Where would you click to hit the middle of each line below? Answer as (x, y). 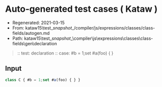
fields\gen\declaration (35, 43)
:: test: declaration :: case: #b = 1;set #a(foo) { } (65, 53)
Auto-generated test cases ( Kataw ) (81, 9)
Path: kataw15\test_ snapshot (41, 38)
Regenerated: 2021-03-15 (39, 23)
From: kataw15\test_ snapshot (42, 28)
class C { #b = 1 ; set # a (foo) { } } (43, 80)
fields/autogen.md (31, 33)
